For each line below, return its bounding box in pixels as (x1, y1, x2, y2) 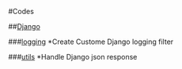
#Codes (8, 7, 34, 16)
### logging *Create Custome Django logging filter (8, 37, 174, 46)
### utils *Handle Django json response (8, 53, 138, 61)
